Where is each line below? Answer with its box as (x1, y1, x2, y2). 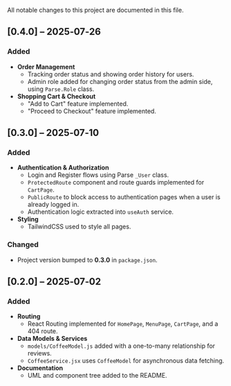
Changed (7, 240, 39, 249)
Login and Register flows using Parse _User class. (27, 171, 169, 179)
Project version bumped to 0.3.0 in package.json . (17, 255, 158, 264)
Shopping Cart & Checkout (17, 92, 96, 100)
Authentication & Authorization (17, 163, 109, 172)
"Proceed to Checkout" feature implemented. (27, 107, 157, 115)
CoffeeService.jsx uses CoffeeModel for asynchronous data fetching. (27, 357, 225, 365)
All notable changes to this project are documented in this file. (7, 6, 184, 14)
